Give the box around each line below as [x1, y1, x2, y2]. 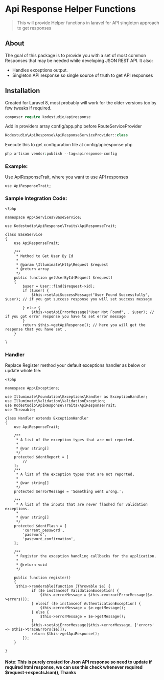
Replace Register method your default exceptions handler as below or [5, 362, 146, 368]
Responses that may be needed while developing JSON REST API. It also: [5, 58, 153, 64]
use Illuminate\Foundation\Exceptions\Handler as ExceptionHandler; [5, 394, 148, 399]
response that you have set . [5, 326, 67, 332]
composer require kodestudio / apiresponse [5, 114, 91, 119]
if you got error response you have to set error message [5, 314, 126, 319]
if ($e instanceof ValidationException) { [31, 588, 119, 593]
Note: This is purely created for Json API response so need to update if [5, 659, 152, 665]
